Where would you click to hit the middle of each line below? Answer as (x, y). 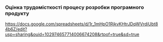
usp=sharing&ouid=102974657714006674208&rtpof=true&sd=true (72, 34)
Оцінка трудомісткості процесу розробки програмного (75, 7)
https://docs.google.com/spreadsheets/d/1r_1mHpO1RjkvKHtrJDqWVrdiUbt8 (81, 24)
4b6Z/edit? (16, 29)
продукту (17, 13)
